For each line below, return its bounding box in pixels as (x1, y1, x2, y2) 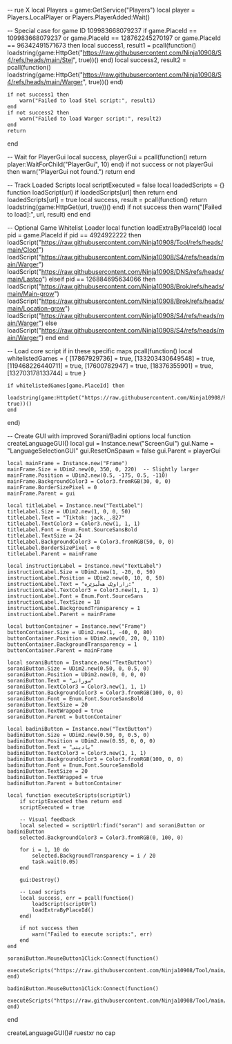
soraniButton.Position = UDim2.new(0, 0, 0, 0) (7, 671, 147, 678)
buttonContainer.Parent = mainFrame (7, 647, 113, 654)
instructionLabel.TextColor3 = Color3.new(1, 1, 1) (7, 587, 159, 593)
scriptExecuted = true (19, 804, 85, 811)
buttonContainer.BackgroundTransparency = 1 (7, 641, 137, 648)
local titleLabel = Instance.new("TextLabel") (7, 502, 144, 509)
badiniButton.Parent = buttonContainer (7, 780, 122, 787)
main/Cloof (7, 246, 39, 254)
